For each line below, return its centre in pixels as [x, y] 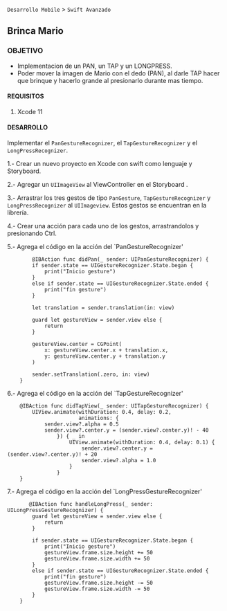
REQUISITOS [26, 96]
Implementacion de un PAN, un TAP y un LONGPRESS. [95, 66]
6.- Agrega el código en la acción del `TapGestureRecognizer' [95, 394]
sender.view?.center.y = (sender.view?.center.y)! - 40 [126, 430]
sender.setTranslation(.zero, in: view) [91, 375]
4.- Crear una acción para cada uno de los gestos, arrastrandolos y [103, 226]
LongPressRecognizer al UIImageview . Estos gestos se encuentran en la [107, 206]
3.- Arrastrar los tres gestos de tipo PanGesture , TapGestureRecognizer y [109, 198]
